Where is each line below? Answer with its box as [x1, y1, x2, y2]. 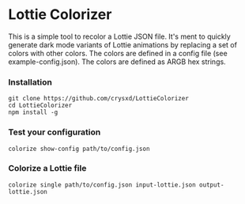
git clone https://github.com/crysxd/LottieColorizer [8, 95, 190, 103]
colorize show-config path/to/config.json [8, 145, 150, 153]
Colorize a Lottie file [8, 163, 87, 174]
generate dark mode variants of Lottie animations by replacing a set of [8, 40, 237, 49]
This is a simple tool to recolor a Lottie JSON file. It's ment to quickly [8, 32, 231, 41]
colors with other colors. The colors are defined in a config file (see [8, 48, 228, 58]
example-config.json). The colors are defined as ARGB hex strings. [8, 57, 227, 66]
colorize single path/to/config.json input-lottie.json [8, 180, 196, 189]
